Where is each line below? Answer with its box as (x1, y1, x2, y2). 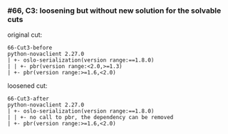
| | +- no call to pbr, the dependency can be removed (7, 114, 174, 121)
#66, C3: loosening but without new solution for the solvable (7, 6, 222, 16)
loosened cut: (7, 82, 48, 90)
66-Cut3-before (7, 45, 53, 52)
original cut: (7, 30, 43, 39)
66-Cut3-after (7, 95, 50, 103)
